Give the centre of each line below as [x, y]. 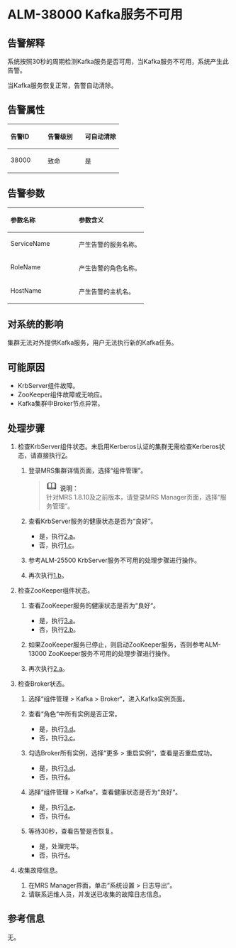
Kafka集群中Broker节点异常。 [61, 404]
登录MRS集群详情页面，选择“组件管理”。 [88, 470]
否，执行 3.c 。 [59, 738]
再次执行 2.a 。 [49, 669]
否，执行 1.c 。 [58, 545]
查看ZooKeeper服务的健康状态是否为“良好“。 [94, 605]
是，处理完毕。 [61, 846]
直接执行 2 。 [54, 456]
